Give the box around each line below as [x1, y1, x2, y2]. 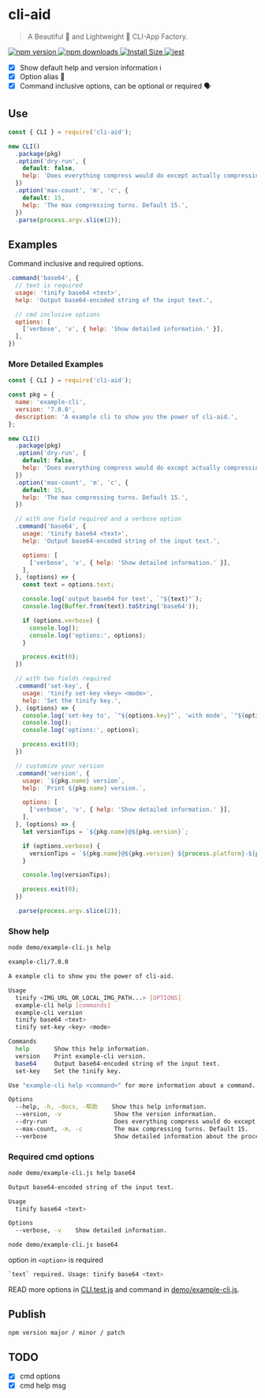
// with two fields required [15, 675, 111, 683]
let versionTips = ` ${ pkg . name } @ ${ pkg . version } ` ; [22, 828, 189, 835]
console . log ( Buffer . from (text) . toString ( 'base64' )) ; [22, 603, 200, 611]
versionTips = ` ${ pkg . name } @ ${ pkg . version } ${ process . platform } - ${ [28, 849, 256, 858]
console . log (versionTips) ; [22, 871, 111, 879]
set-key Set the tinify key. [15, 1066, 122, 1075]
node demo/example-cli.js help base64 [8, 1169, 136, 1176]
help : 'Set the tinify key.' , [22, 696, 122, 705]
